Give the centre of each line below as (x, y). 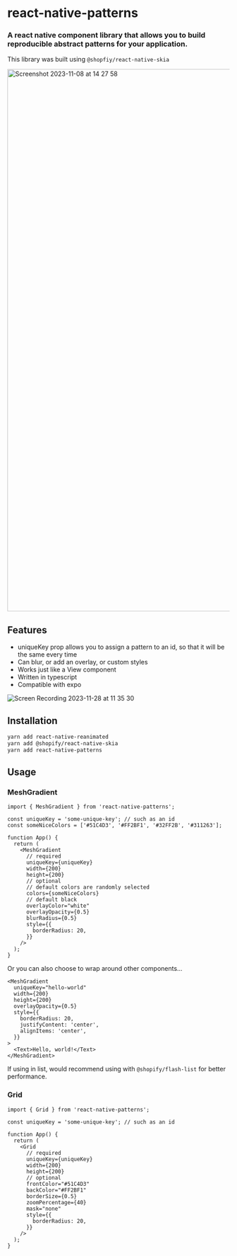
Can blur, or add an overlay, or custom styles (83, 662)
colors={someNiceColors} (62, 894)
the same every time (47, 655)
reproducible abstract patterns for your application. (98, 44)
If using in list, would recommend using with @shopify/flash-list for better (116, 1069)
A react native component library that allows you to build (107, 35)
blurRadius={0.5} (51, 918)
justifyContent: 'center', (60, 1025)
